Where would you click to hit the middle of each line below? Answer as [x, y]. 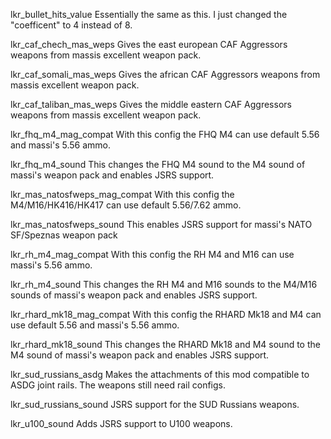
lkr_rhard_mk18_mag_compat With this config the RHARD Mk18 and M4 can [166, 314]
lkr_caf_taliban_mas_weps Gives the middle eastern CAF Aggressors [151, 104]
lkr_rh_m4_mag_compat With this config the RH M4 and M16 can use [152, 254]
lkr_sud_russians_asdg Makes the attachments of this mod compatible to [160, 374]
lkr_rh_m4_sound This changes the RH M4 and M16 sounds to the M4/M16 [164, 284]
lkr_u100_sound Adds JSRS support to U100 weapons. [121, 423]
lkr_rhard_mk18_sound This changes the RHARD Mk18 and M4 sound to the [165, 344]
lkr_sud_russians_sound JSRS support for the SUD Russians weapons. [155, 404]
